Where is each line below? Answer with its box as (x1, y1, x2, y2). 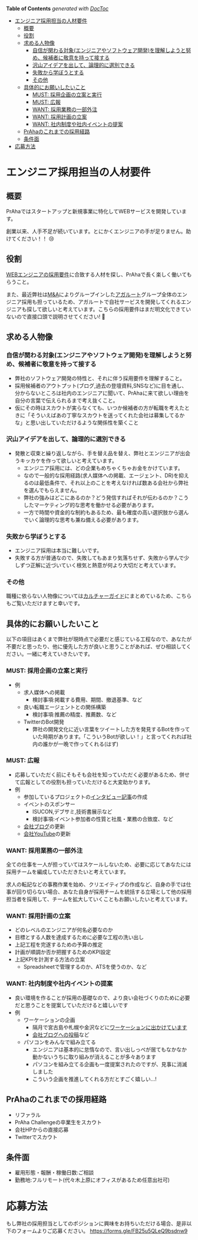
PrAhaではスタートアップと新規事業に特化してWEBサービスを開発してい (6, 208, 181, 215)
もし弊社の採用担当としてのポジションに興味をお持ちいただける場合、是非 (6, 1220, 187, 1227)
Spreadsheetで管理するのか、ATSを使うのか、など (23, 963, 147, 970)
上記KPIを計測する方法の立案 (14, 956, 85, 963)
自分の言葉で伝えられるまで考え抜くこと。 (14, 397, 118, 404)
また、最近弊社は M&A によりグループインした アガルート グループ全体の (6, 291, 177, 298)
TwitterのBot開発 (23, 718, 65, 725)
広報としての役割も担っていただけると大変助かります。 (19, 778, 154, 785)
